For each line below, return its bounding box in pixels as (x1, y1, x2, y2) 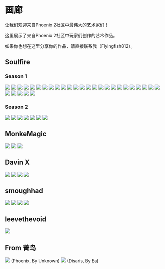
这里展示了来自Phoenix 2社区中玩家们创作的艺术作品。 (5, 32, 118, 38)
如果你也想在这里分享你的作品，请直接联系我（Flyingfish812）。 (5, 43, 135, 49)
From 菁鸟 (5, 243, 36, 252)
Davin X (5, 158, 30, 167)
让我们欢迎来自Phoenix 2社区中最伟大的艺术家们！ (5, 22, 109, 28)
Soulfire (5, 58, 31, 66)
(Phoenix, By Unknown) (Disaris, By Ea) (11, 258, 99, 264)
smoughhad (5, 186, 43, 195)
